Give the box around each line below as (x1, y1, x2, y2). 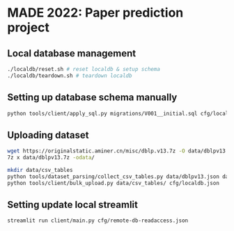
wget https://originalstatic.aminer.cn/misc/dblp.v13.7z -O (7, 148, 186, 154)
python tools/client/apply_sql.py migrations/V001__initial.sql (7, 110, 198, 117)
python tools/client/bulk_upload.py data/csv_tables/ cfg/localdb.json (7, 180, 219, 186)
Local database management (7, 47, 136, 59)
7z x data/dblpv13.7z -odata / (7, 154, 95, 161)
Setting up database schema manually (7, 92, 178, 104)
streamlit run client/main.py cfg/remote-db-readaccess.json (7, 217, 189, 224)
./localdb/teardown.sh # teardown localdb (7, 72, 132, 79)
